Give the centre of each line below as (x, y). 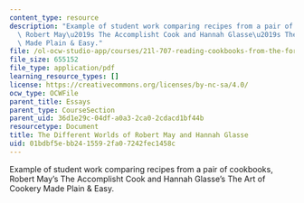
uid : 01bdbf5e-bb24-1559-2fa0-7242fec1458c (93, 143)
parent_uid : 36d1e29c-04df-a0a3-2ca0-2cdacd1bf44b (107, 118)
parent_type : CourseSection (62, 110)
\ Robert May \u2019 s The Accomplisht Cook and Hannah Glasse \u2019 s (149, 34)
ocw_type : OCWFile (44, 93)
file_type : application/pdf (62, 69)
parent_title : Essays (50, 101)
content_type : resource (54, 18)
